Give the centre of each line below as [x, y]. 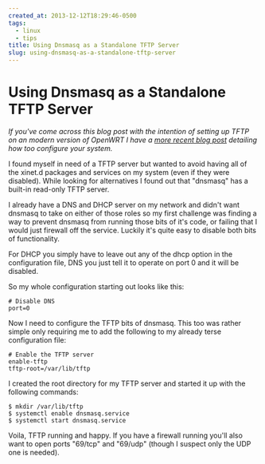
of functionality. [34, 238]
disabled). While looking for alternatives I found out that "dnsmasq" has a [128, 180]
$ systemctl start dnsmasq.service [67, 420]
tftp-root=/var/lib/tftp [49, 368]
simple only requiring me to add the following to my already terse [115, 331]
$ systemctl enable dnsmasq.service [69, 413]
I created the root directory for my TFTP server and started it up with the [127, 383]
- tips [26, 38]
